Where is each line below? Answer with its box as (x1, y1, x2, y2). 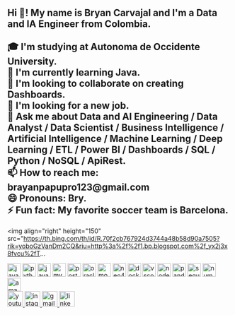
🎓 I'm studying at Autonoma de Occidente (7, 41, 200, 53)
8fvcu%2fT (7, 249, 40, 258)
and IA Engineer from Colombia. (7, 18, 151, 30)
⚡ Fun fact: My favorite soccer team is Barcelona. (7, 204, 229, 216)
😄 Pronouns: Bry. (7, 192, 87, 205)
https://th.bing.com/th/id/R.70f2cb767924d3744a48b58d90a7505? (23, 234, 220, 242)
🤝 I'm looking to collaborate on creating (7, 78, 184, 90)
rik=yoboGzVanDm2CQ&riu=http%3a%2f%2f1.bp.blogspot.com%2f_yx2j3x (7, 242, 228, 250)
